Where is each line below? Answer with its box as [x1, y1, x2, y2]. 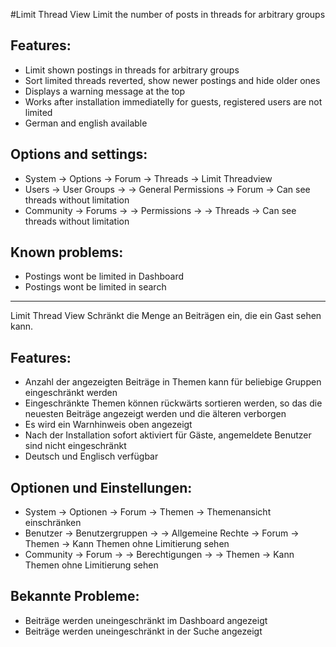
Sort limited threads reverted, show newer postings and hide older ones [24, 74, 321, 86]
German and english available [24, 117, 148, 129]
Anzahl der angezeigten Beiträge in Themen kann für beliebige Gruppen [24, 376, 322, 388]
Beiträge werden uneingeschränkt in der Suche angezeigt [24, 625, 263, 637]
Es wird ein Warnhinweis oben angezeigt [24, 419, 193, 431]
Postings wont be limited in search [24, 281, 167, 293]
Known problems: [10, 244, 124, 261]
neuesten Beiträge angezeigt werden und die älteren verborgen [24, 408, 287, 420]
